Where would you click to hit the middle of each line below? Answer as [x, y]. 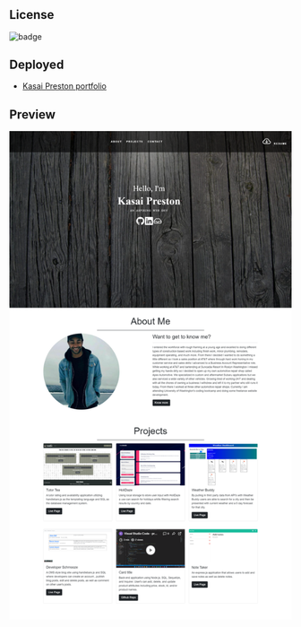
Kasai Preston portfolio [64, 86]
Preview [33, 114]
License [32, 15]
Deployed [37, 65]
